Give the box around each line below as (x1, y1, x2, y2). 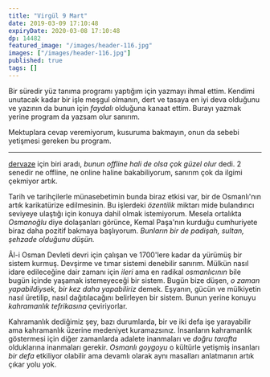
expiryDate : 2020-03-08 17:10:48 (8, 27, 121, 35)
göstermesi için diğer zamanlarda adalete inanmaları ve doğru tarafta (8, 334, 237, 343)
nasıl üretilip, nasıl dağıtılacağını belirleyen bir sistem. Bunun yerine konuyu (8, 293, 256, 302)
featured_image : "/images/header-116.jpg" (8, 42, 153, 50)
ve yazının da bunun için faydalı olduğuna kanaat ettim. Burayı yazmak (8, 103, 242, 113)
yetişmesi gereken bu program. (8, 136, 112, 145)
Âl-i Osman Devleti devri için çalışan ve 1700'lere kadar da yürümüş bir (8, 250, 243, 260)
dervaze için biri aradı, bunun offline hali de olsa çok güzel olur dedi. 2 (8, 158, 242, 169)
